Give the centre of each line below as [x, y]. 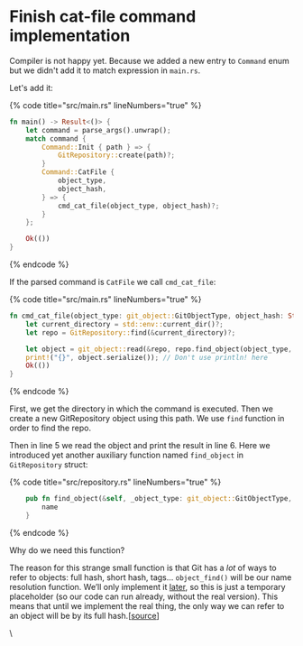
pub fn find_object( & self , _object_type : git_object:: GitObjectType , [159, 499]
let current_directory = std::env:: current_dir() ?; [124, 324]
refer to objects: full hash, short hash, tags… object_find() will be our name [151, 577]
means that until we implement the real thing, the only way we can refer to [147, 605]
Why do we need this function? [67, 550]
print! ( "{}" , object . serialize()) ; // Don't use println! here [147, 357]
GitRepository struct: [49, 465]
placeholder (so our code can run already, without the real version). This [144, 596]
